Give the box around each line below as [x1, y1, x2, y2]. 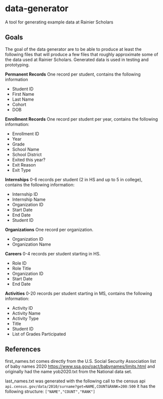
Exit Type [12, 167, 31, 173]
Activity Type [12, 315, 39, 321]
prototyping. [5, 62, 30, 67]
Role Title [12, 265, 32, 271]
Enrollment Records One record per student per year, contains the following [5, 116, 158, 122]
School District [12, 151, 42, 157]
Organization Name [12, 241, 51, 247]
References [5, 345, 41, 354]
